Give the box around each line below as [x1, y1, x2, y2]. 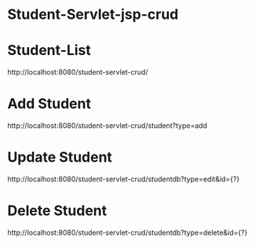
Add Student [7, 95, 92, 113]
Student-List [7, 42, 92, 60]
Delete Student [7, 202, 107, 220]
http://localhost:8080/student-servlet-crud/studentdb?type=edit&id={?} [7, 174, 240, 184]
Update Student [7, 148, 113, 166]
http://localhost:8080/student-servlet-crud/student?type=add [7, 121, 208, 130]
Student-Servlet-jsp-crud [7, 5, 179, 24]
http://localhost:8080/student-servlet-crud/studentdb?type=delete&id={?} [7, 228, 248, 237]
